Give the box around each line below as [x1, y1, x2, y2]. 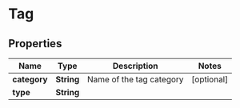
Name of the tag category [86, 74, 184, 85]
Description [112, 61, 158, 71]
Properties [8, 37, 62, 50]
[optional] [191, 74, 229, 85]
